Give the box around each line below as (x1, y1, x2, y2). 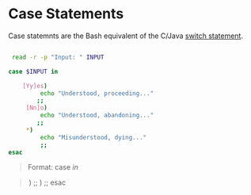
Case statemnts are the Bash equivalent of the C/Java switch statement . (8, 31, 244, 40)
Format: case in (27, 162, 79, 172)
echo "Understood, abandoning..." (40, 112, 154, 120)
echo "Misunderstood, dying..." (40, 133, 147, 141)
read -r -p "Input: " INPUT (11, 53, 105, 61)
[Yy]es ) (22, 82, 48, 90)
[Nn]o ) (25, 104, 48, 112)
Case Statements (8, 5, 124, 23)
